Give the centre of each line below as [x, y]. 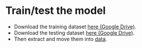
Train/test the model [56, 11]
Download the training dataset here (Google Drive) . [75, 27]
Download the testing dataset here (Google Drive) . [74, 32]
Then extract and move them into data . [60, 39]
